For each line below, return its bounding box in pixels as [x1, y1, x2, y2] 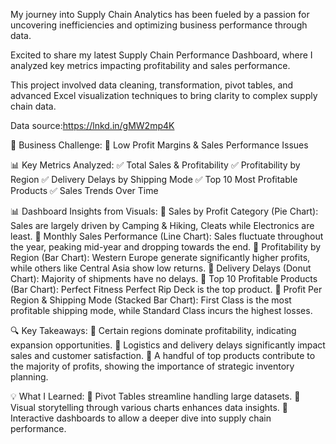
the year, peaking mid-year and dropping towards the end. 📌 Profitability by [10, 241, 322, 253]
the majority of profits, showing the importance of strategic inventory [10, 360, 295, 372]
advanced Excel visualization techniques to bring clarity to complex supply [10, 90, 318, 101]
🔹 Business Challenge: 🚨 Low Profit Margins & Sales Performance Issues [10, 139, 309, 151]
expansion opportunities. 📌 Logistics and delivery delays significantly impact [10, 339, 326, 351]
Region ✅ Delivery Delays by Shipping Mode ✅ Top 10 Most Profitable [10, 174, 298, 185]
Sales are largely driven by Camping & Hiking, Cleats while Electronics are [10, 220, 315, 231]
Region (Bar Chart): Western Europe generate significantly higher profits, [10, 252, 311, 263]
